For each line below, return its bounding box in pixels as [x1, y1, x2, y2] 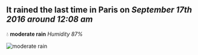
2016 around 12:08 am [6, 15, 93, 25]
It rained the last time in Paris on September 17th [6, 5, 193, 15]
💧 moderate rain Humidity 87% [6, 30, 83, 37]
